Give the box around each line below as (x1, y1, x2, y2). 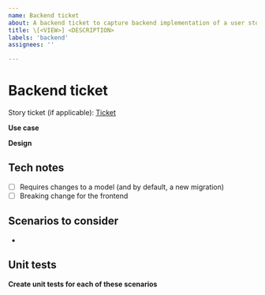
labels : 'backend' (8, 33, 69, 42)
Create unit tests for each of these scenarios (8, 279, 158, 289)
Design (8, 139, 32, 148)
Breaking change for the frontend (19, 191, 129, 200)
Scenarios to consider (8, 215, 119, 228)
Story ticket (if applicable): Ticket (8, 108, 117, 118)
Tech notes (8, 161, 65, 174)
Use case (8, 123, 39, 133)
